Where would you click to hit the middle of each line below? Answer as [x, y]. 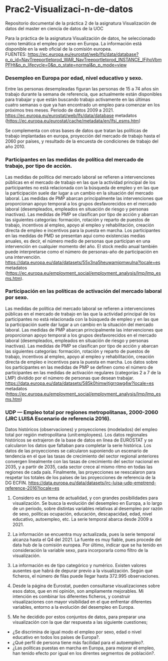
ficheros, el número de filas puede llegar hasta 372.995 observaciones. [86, 576]
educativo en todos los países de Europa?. [56, 637]
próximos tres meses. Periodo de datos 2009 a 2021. [59, 110]
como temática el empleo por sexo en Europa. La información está [73, 43]
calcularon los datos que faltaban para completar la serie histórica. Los [78, 446]
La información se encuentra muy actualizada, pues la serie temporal [83, 534]
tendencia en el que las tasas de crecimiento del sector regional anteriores [82, 456]
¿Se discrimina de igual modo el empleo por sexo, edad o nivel [77, 632]
